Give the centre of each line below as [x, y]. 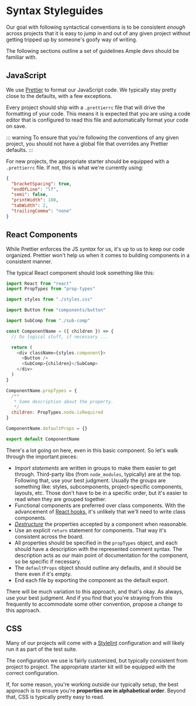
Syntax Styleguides [55, 11]
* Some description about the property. [64, 401]
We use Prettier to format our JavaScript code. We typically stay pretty [91, 90]
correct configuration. [32, 673]
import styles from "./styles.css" [49, 300]
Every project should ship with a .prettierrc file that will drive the [86, 107]
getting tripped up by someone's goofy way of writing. [72, 39]
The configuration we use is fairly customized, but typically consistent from [97, 660]
